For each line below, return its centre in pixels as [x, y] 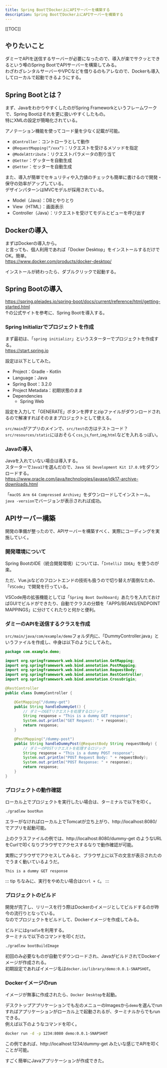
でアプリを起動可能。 [27, 828]
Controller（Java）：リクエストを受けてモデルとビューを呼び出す [79, 213]
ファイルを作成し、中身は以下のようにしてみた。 [64, 642]
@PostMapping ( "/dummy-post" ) [44, 739]
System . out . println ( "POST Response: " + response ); [78, 762]
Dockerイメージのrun [31, 983]
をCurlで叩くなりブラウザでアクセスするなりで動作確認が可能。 [71, 845]
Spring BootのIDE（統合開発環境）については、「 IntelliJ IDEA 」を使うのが [82, 563]
